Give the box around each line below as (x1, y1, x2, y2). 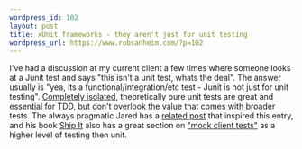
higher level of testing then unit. (9, 129, 128, 140)
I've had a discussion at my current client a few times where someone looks (9, 63, 291, 74)
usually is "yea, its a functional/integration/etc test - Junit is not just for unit (9, 82, 288, 92)
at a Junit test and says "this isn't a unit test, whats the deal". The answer (9, 73, 282, 83)
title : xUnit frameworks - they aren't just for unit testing (9, 30, 248, 39)
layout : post (9, 22, 59, 31)
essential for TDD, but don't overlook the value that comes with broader (9, 101, 276, 112)
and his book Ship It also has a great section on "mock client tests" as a (9, 120, 276, 131)
